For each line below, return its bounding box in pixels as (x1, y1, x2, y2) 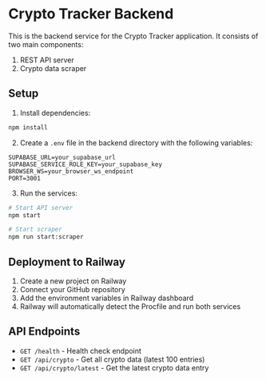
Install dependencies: (19, 108, 91, 117)
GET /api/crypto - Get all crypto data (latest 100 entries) (19, 354, 205, 364)
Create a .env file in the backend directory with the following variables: (19, 137, 253, 148)
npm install (8, 123, 48, 132)
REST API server (19, 55, 74, 65)
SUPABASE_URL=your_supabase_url (8, 153, 116, 161)
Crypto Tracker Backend (8, 5, 174, 23)
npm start (8, 211, 42, 220)
